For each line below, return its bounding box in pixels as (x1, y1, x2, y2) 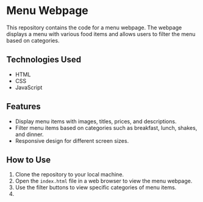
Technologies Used (6, 54, 81, 65)
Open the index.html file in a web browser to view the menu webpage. (15, 178, 193, 185)
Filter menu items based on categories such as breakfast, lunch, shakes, (15, 124, 198, 131)
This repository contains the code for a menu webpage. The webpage (6, 24, 182, 31)
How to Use (6, 154, 51, 165)
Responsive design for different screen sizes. (15, 137, 129, 144)
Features (6, 101, 41, 112)
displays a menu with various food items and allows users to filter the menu (6, 30, 196, 37)
